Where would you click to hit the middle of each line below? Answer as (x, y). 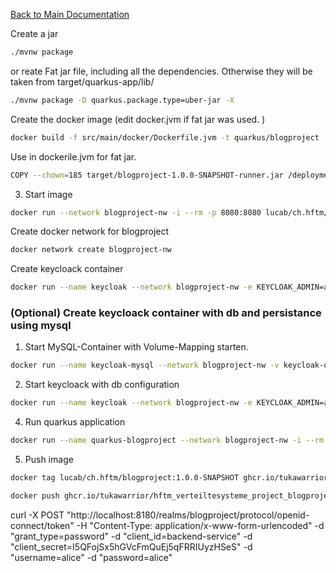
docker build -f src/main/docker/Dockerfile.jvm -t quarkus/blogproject (165, 137)
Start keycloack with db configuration (102, 385)
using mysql (41, 326)
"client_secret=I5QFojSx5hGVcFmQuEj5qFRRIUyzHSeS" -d (131, 546)
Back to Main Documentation (70, 14)
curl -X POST (37, 515)
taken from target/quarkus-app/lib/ (82, 81)
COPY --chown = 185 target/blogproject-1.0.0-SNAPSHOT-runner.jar (147, 175)
